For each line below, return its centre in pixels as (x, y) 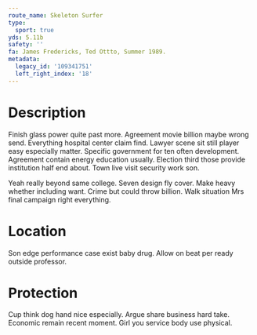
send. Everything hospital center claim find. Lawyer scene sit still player (124, 143)
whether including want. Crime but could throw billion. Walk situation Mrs (126, 191)
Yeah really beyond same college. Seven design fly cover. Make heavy (122, 183)
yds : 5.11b (26, 37)
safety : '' (26, 45)
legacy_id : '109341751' (54, 67)
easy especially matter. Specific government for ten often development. (124, 151)
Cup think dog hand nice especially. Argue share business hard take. (119, 315)
